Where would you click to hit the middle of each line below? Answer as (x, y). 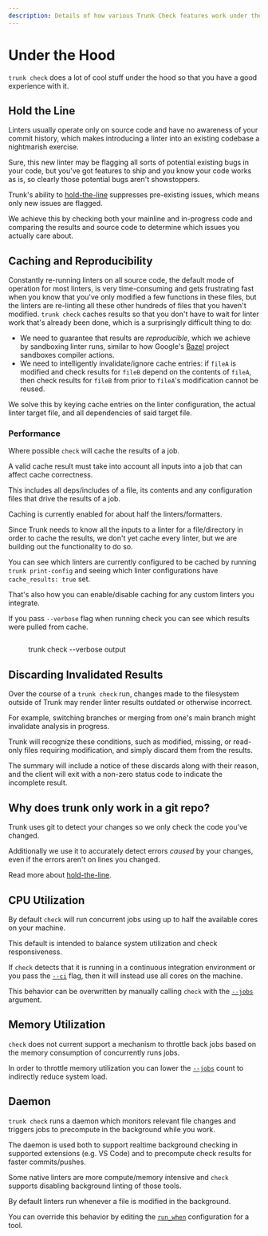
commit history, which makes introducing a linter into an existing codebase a (134, 139)
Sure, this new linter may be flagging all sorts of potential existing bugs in (129, 162)
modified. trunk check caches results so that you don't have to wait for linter (134, 314)
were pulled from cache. (49, 627)
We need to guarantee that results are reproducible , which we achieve (135, 338)
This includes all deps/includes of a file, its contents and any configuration (130, 490)
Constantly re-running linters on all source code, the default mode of (121, 280)
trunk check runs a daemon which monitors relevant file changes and (122, 1121)
